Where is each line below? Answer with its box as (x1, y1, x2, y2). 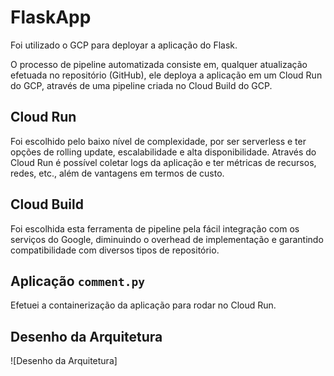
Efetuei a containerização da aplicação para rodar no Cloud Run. (10, 299, 277, 311)
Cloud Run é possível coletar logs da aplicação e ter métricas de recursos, (10, 156, 317, 168)
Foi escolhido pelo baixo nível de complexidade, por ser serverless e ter (10, 135, 307, 147)
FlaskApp (10, 6, 92, 29)
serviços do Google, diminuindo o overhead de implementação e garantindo (10, 233, 324, 245)
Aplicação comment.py (10, 272, 146, 290)
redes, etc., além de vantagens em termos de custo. (10, 167, 225, 179)
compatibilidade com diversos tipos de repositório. (10, 244, 220, 256)
